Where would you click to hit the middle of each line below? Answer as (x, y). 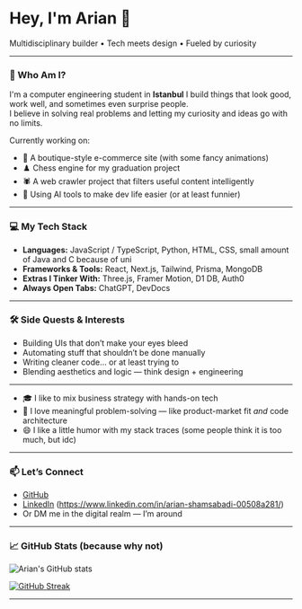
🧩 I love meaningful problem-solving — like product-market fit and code (155, 410)
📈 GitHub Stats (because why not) (86, 546)
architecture (45, 420)
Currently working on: (49, 141)
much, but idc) (49, 439)
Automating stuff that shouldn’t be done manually (114, 352)
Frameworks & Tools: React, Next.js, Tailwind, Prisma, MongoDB (142, 269)
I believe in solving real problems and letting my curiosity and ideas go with (148, 114)
